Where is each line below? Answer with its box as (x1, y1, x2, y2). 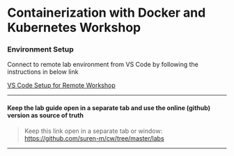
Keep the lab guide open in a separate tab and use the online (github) (7, 104, 211, 112)
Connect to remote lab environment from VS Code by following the (7, 61, 198, 69)
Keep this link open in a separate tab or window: (24, 127, 163, 135)
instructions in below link (7, 68, 79, 76)
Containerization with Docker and (7, 5, 206, 21)
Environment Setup (7, 45, 75, 54)
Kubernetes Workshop (7, 19, 141, 36)
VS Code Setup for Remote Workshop (7, 81, 116, 90)
